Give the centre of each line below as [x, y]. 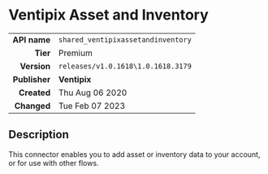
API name [32, 40]
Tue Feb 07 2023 [92, 106]
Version [35, 66]
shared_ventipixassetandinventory [125, 39]
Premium [76, 53]
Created [35, 93]
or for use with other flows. [54, 163]
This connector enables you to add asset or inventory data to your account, [134, 154]
